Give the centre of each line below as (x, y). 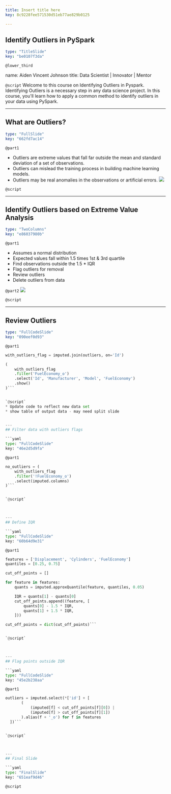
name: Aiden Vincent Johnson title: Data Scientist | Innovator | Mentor (78, 75)
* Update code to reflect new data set (48, 406)
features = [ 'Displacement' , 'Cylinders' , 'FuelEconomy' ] (68, 559)
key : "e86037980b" (25, 234)
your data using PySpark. (32, 101)
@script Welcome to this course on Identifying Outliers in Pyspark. (75, 85)
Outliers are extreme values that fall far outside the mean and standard (87, 157)
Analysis (20, 218)
